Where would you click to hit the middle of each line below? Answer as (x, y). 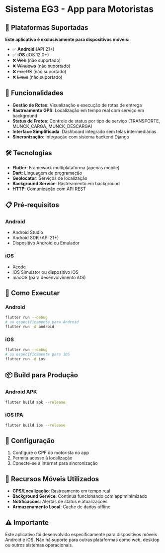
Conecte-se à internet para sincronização (55, 463)
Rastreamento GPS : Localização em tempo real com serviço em (78, 110)
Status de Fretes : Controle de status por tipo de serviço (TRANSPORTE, (86, 121)
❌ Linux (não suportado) (37, 77)
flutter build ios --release (35, 425)
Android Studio (28, 232)
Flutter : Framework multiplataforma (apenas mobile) (66, 167)
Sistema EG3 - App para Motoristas (80, 9)
